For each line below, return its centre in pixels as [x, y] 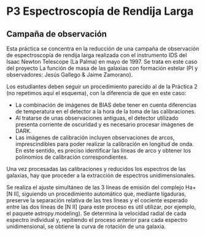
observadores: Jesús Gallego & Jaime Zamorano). [70, 74]
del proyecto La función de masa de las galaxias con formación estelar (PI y [102, 68]
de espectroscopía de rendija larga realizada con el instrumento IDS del [97, 55]
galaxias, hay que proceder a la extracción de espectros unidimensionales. [101, 175]
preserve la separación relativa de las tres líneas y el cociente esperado [97, 200]
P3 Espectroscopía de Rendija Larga [100, 11]
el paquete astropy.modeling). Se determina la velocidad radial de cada [96, 213]
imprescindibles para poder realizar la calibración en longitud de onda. [105, 144]
